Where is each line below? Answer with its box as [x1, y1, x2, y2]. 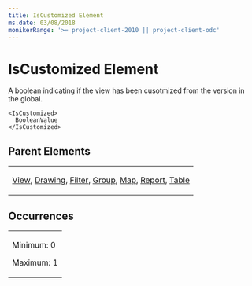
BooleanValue [15, 116, 58, 124]
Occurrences [8, 209, 74, 222]
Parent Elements [8, 145, 91, 158]
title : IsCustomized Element [8, 11, 104, 20]
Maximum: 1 [12, 257, 58, 268]
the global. [8, 94, 43, 104]
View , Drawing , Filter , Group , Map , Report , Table [12, 174, 191, 185]
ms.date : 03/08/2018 [8, 19, 76, 27]
